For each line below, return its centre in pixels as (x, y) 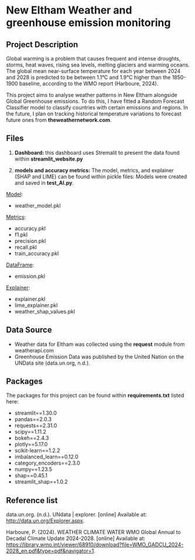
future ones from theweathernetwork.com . (59, 120)
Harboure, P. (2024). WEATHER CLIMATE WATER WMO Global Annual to (94, 532)
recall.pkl (25, 247)
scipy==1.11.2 (30, 432)
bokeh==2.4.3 (32, 438)
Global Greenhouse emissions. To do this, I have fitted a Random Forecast (95, 101)
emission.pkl (30, 276)
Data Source (29, 330)
